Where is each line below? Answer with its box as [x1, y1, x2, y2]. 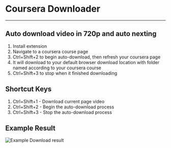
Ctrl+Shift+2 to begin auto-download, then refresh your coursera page [12, 54, 161, 60]
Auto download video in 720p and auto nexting [5, 29, 157, 38]
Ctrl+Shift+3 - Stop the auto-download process [12, 109, 112, 115]
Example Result [5, 124, 56, 132]
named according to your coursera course [12, 65, 102, 71]
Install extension [12, 43, 47, 49]
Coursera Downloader [5, 3, 101, 15]
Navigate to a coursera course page [12, 48, 89, 54]
